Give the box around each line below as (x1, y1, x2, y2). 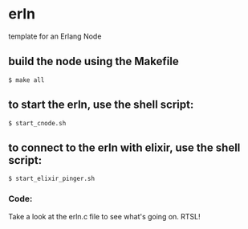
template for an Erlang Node (8, 31, 102, 41)
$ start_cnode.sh (8, 119, 67, 127)
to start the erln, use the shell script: (8, 98, 194, 112)
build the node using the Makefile (8, 55, 179, 68)
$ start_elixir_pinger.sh (8, 174, 95, 183)
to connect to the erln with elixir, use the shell (8, 141, 241, 154)
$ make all (8, 76, 45, 84)
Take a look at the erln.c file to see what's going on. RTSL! (8, 211, 201, 221)
